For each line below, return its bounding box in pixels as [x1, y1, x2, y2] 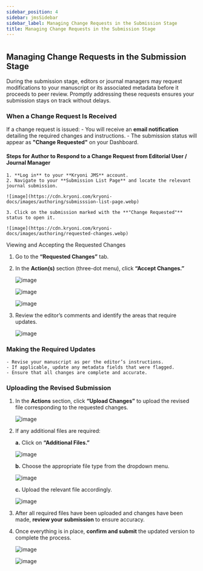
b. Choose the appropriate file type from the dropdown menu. [15, 462, 170, 470]
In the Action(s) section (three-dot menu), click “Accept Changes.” [15, 265, 185, 272]
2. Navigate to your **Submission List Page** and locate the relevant [6, 178, 191, 184]
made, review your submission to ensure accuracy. [15, 516, 145, 523]
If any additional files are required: [15, 427, 101, 434]
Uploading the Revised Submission [6, 383, 111, 392]
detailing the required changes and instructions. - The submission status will [6, 132, 197, 139]
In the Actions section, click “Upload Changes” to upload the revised [15, 397, 190, 404]
